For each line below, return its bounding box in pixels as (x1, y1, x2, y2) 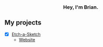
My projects (4, 19, 42, 27)
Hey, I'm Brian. (63, 4, 99, 11)
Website (18, 36, 35, 42)
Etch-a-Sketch (11, 31, 41, 37)
